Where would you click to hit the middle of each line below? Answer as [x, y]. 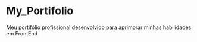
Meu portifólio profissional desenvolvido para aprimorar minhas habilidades [99, 27]
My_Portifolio [40, 11]
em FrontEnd [22, 33]
